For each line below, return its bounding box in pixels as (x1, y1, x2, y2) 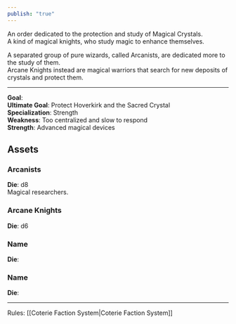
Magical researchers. (7, 188, 69, 197)
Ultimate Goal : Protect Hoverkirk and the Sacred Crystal (7, 101, 171, 109)
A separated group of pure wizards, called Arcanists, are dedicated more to (7, 51, 226, 59)
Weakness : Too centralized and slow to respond (7, 115, 148, 124)
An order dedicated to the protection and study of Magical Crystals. (7, 30, 203, 38)
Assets (7, 143, 39, 155)
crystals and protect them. (7, 73, 84, 82)
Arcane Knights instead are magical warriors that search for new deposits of (7, 65, 228, 74)
